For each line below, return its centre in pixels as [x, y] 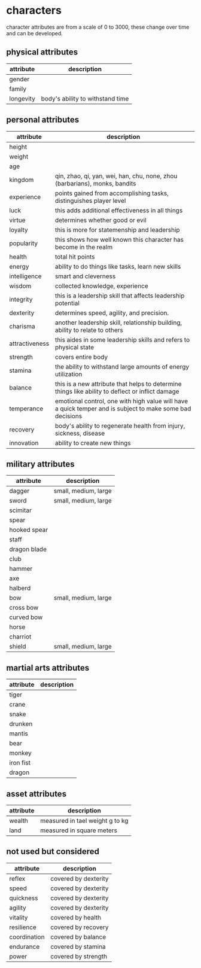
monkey [20, 753]
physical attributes [42, 52]
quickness [24, 898]
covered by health [76, 917]
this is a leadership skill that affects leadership [120, 296]
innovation [24, 443]
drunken [21, 724]
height [18, 147]
